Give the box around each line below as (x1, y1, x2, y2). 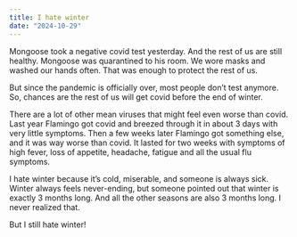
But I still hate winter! (9, 219, 87, 230)
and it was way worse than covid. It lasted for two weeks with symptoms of (9, 137, 285, 148)
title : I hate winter (9, 12, 90, 22)
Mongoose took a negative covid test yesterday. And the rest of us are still (9, 45, 283, 56)
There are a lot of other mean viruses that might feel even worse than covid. (9, 109, 288, 119)
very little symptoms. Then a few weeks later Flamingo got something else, (9, 127, 285, 138)
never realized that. (9, 201, 80, 212)
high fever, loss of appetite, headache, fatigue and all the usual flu (9, 146, 252, 157)
